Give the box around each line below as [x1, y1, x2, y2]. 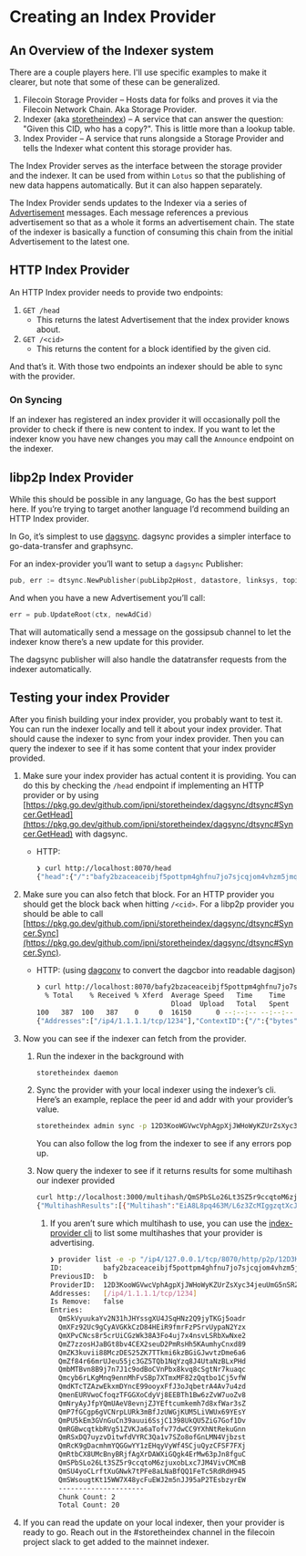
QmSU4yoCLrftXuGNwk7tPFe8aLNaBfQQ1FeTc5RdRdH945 [57, 1467, 247, 1476]
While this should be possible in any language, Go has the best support [9, 493, 277, 504]
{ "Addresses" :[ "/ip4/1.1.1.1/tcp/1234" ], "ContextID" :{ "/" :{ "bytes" [36, 1016, 298, 1025]
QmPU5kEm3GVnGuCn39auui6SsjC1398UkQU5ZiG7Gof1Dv [57, 1416, 247, 1425]
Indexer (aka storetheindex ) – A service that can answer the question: [22, 114, 284, 124]
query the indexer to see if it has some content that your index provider [9, 743, 276, 754]
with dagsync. [75, 828, 128, 840]
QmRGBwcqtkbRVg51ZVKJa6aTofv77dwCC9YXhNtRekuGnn [57, 1425, 247, 1434]
